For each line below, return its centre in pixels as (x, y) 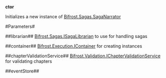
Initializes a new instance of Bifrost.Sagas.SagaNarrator (63, 16)
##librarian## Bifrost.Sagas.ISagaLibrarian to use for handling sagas (76, 36)
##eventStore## (22, 71)
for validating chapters (29, 61)
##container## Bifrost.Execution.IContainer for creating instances (74, 46)
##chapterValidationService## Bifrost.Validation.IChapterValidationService (83, 56)
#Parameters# (20, 26)
